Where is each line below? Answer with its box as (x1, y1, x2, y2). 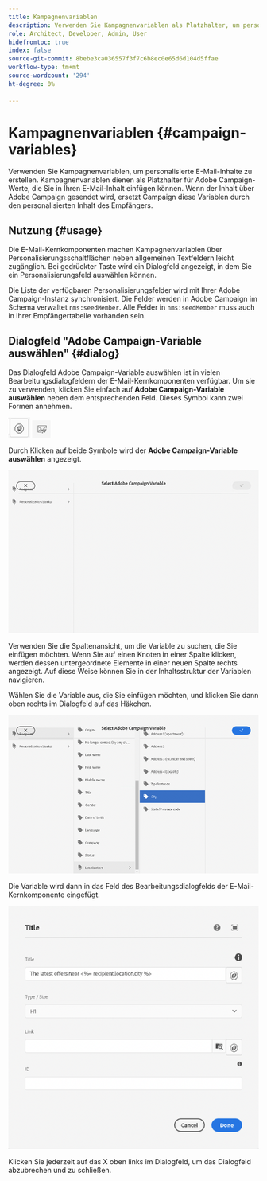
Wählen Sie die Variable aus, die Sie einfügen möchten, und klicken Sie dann (8, 691, 259, 700)
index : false (8, 46, 52, 55)
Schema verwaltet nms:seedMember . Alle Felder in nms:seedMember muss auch (8, 302, 256, 312)
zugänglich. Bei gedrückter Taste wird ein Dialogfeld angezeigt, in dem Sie (8, 262, 252, 271)
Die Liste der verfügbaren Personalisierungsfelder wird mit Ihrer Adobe (8, 286, 241, 295)
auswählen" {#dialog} (8, 346, 120, 360)
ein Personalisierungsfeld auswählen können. (8, 271, 157, 280)
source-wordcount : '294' (8, 72, 91, 80)
